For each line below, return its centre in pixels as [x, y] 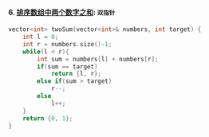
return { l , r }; [76, 74]
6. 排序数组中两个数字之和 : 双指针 [62, 12]
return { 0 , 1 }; [48, 118]
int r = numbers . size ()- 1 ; [67, 44]
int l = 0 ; [41, 37]
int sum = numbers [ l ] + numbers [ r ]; [98, 59]
